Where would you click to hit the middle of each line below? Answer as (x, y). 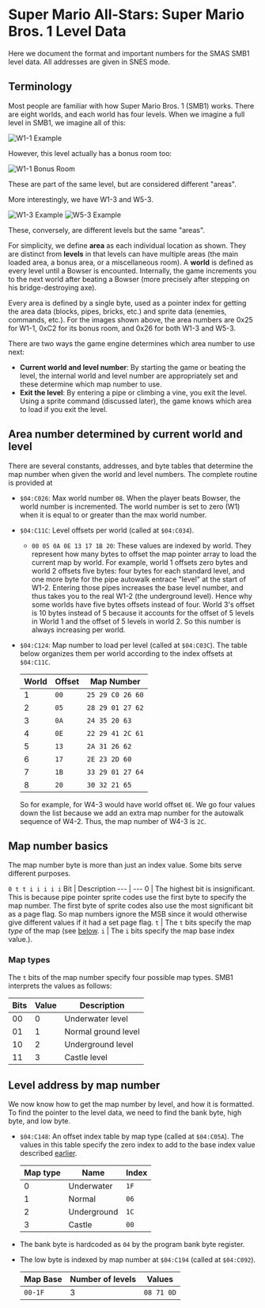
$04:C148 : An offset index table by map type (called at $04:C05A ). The (131, 1136)
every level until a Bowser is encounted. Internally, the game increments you (132, 270)
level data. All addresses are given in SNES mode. (89, 62)
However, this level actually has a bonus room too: (90, 153)
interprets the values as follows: (60, 986)
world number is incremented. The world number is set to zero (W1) (130, 506)
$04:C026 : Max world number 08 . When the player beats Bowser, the (130, 498)
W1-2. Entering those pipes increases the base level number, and (137, 587)
